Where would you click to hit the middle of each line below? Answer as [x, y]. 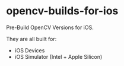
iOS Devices [30, 50]
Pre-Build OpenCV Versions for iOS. [50, 27]
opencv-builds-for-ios [62, 11]
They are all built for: [31, 39]
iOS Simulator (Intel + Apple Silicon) [58, 56]
